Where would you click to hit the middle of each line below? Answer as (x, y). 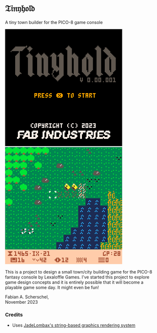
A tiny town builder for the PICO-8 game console (54, 22)
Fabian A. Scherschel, (27, 297)
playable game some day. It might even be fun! (52, 287)
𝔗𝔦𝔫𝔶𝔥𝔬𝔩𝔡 (20, 9)
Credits (14, 314)
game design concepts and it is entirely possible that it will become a (74, 282)
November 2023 (21, 302)
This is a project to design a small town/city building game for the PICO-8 (79, 272)
